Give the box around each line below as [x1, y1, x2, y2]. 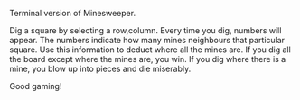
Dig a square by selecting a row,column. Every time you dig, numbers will [9, 25, 282, 35]
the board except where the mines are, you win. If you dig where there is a [9, 54, 286, 64]
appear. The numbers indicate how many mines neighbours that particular [9, 35, 286, 45]
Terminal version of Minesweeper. [9, 8, 136, 18]
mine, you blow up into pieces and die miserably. [9, 63, 192, 74]
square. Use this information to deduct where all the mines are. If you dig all [9, 44, 291, 55]
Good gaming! [9, 81, 62, 91]
